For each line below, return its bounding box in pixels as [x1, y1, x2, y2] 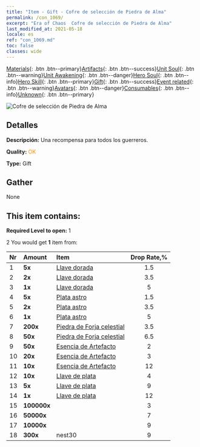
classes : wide [6, 49, 42, 55]
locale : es [6, 32, 34, 38]
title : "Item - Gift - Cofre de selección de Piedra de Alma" [6, 8, 167, 15]
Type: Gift [6, 160, 32, 167]
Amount [23, 253, 47, 261]
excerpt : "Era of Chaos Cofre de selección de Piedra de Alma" [6, 20, 172, 26]
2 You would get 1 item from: [6, 239, 78, 246]
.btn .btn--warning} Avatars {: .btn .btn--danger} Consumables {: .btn [6, 84, 174, 92]
